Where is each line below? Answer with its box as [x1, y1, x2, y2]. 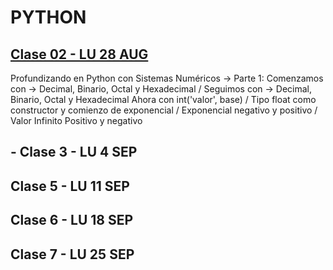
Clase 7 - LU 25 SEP [10, 246, 135, 263]
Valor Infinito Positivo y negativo [10, 115, 143, 126]
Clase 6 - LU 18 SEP [10, 212, 134, 229]
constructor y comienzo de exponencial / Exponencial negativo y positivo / [10, 104, 318, 116]
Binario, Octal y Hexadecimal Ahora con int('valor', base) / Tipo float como [10, 94, 317, 105]
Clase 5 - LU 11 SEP [10, 177, 130, 195]
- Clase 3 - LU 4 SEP [10, 144, 138, 161]
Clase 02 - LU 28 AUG [10, 46, 149, 63]
